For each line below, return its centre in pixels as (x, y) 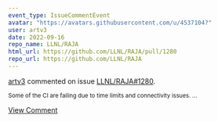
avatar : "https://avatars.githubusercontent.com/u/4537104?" (110, 23)
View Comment (33, 109)
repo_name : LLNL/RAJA (44, 45)
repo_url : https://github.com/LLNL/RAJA (75, 59)
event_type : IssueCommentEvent (59, 15)
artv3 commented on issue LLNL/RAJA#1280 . (82, 81)
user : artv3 (27, 30)
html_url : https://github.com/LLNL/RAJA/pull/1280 (93, 52)
